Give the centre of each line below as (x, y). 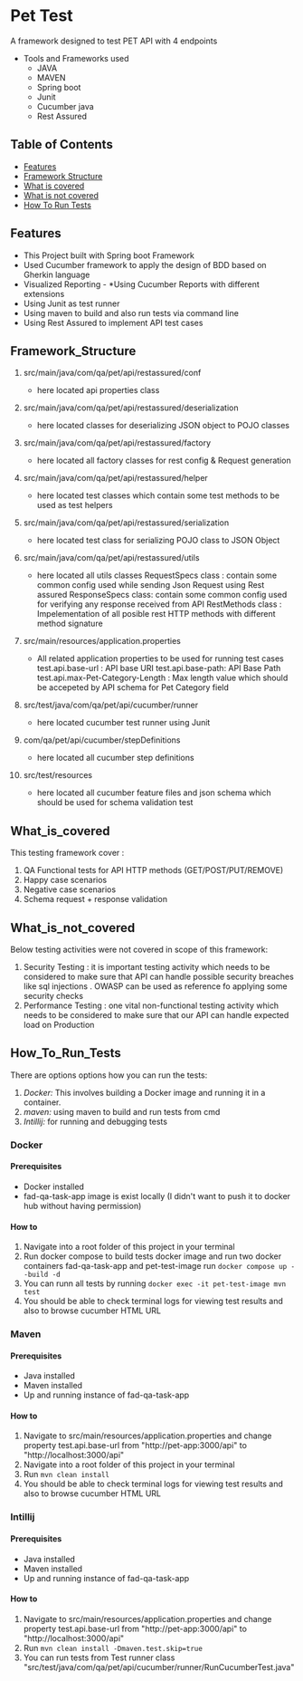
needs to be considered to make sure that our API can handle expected (156, 1015)
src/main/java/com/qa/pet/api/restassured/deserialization (131, 408)
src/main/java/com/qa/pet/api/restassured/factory (117, 443)
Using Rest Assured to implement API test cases (113, 322)
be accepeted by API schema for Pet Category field (133, 687)
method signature (70, 624)
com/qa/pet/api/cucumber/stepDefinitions (102, 740)
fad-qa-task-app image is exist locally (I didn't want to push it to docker (157, 1196)
